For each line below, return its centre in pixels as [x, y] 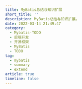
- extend [19, 70]
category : [15, 28]
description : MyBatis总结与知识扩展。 [42, 19]
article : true [20, 74]
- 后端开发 [19, 38]
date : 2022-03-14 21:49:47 [33, 23]
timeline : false [22, 79]
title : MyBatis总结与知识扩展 [34, 10]
